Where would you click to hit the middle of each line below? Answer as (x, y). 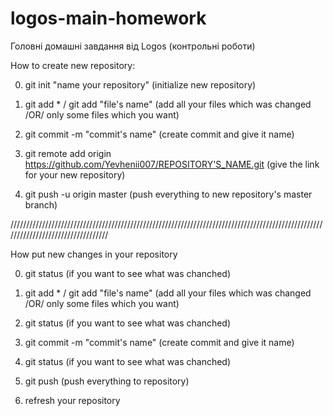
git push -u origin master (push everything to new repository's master (168, 194)
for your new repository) (75, 174)
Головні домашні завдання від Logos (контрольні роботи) (133, 46)
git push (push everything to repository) (107, 381)
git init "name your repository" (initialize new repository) (140, 84)
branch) (41, 204)
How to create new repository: (73, 65)
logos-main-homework (108, 18)
